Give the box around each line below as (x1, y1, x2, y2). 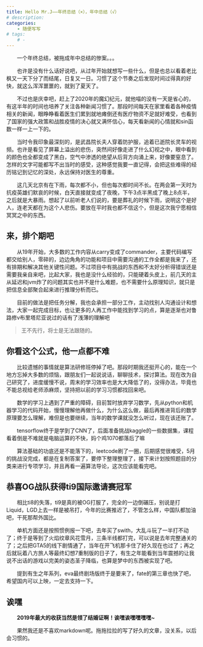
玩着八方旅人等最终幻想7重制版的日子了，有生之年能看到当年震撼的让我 (16, 550, 195, 557)
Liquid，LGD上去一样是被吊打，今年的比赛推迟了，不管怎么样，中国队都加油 (6, 506, 196, 514)
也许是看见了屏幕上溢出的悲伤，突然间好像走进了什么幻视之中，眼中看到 (16, 146, 197, 153)
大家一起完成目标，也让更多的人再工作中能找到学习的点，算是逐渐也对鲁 (16, 306, 197, 313)
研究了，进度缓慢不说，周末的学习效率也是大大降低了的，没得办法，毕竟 (11, 379, 192, 386)
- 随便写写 (17, 25, 41, 32)
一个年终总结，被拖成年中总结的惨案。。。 (17, 54, 118, 61)
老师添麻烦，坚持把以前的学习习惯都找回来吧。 (32, 386, 149, 393)
